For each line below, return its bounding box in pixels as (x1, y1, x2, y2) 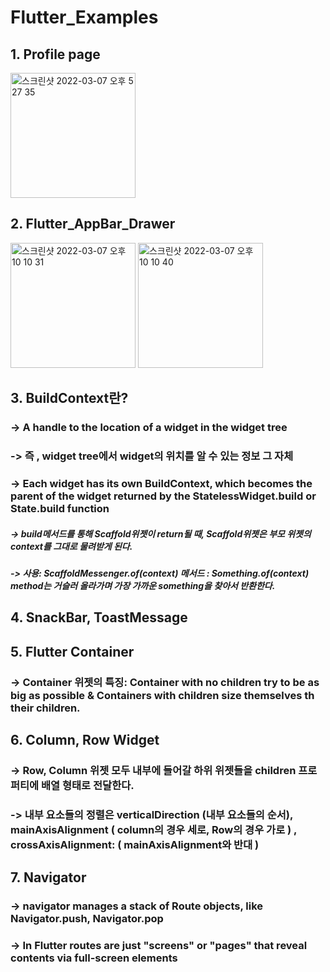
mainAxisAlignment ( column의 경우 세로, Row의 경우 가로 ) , (10, 822, 298, 836)
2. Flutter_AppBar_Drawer (10, 216, 176, 233)
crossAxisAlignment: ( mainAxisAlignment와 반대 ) (10, 837, 260, 851)
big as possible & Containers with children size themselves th (10, 688, 315, 702)
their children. (10, 701, 81, 715)
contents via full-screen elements (10, 951, 178, 965)
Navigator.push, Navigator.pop (10, 912, 164, 926)
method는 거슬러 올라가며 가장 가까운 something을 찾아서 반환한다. (10, 579, 276, 591)
